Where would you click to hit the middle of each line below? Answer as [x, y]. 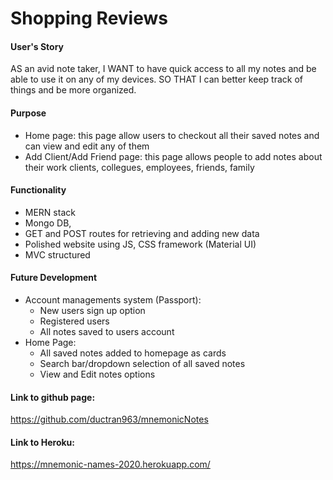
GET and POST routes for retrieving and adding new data [142, 233]
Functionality [38, 190]
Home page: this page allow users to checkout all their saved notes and [172, 135]
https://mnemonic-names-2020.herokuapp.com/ [110, 464]
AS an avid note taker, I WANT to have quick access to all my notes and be [163, 69]
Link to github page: [53, 397]
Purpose [28, 113]
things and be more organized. [73, 90]
